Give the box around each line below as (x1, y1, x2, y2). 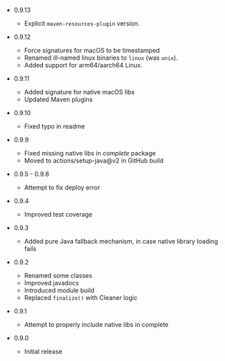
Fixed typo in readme (24, 122, 85, 131)
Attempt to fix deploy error (24, 183, 101, 192)
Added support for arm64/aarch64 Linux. (24, 61, 143, 69)
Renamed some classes (24, 271, 92, 280)
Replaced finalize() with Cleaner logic (24, 294, 137, 301)
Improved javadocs (24, 279, 79, 287)
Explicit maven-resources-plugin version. (24, 19, 140, 27)
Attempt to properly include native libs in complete (24, 321, 169, 328)
